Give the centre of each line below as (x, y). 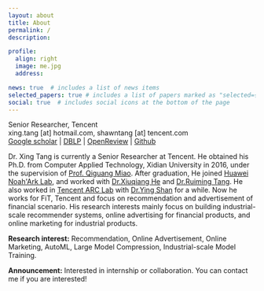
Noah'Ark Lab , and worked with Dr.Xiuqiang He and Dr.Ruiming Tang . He (126, 182)
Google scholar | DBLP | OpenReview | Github (82, 142)
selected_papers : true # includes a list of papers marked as (112, 95)
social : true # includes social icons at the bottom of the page (119, 102)
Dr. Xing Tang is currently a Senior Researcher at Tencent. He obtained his (128, 157)
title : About (29, 23)
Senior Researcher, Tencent (53, 125)
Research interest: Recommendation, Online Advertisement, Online (117, 239)
